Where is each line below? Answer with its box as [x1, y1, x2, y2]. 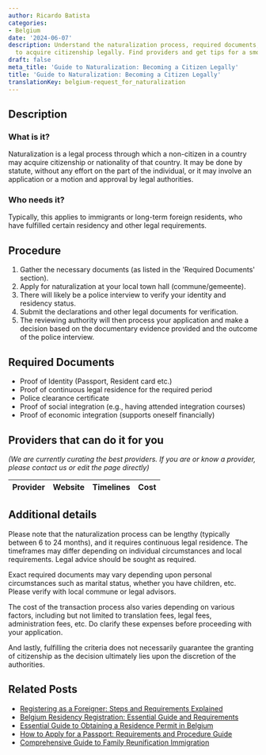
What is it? [8, 131, 50, 142]
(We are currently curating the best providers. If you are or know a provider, [8, 454, 256, 464]
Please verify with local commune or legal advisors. [8, 587, 177, 596]
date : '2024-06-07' [8, 33, 73, 42]
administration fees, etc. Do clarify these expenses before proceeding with [8, 618, 252, 628]
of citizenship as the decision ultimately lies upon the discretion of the [8, 651, 237, 661]
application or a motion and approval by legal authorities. [8, 175, 194, 184]
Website [52, 481, 85, 492]
